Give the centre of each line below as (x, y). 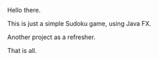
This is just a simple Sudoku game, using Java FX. (79, 23)
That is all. (22, 51)
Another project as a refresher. (51, 37)
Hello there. (24, 10)
